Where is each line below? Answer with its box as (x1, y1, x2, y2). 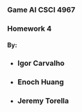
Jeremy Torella (17, 96, 69, 106)
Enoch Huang (17, 77, 65, 87)
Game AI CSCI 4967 (7, 5, 76, 15)
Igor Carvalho (17, 58, 65, 68)
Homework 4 (7, 23, 52, 33)
